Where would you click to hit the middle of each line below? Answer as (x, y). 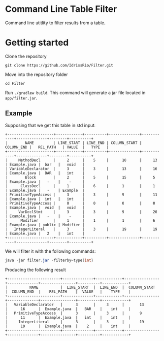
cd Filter (15, 83)
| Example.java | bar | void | (45, 164)
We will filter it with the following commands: (50, 251)
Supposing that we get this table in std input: (50, 125)
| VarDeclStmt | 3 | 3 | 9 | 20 (81, 212)
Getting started (37, 43)
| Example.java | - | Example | (45, 190)
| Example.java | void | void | (45, 207)
